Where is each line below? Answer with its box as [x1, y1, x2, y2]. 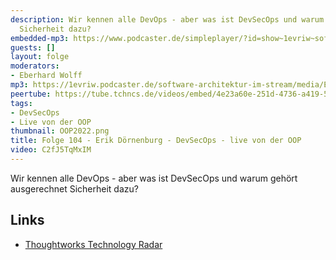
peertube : [10, 89, 52, 99]
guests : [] [10, 42, 56, 53]
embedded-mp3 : [10, 33, 70, 43]
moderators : [10, 61, 60, 71]
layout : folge [10, 52, 70, 62]
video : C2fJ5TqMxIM [10, 145, 92, 155]
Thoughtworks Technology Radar [24, 238, 163, 250]
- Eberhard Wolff [10, 71, 83, 81]
